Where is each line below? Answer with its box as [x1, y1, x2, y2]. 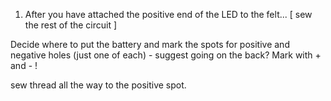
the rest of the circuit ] [24, 19, 118, 31]
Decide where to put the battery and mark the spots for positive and [10, 39, 290, 50]
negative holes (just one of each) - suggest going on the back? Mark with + [10, 49, 322, 61]
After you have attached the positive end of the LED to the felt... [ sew [24, 9, 313, 20]
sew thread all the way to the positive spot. [10, 79, 187, 91]
